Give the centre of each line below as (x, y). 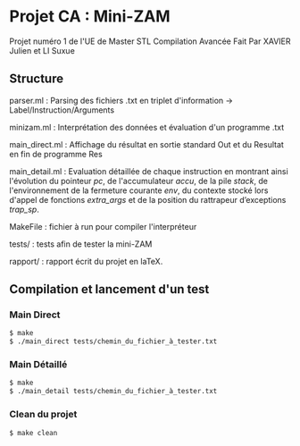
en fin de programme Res (56, 154)
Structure (37, 79)
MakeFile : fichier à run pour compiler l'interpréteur (103, 226)
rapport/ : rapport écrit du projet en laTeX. (86, 261)
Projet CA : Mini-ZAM (90, 17)
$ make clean (33, 433)
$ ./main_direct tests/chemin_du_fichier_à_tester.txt (113, 341)
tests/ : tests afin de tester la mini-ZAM (81, 244)
